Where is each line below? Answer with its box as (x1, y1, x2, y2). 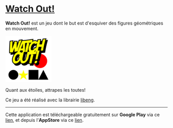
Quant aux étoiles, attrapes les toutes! (5, 87, 86, 93)
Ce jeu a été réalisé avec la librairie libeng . (5, 97, 95, 103)
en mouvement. (5, 25, 39, 31)
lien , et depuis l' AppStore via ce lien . (5, 117, 84, 123)
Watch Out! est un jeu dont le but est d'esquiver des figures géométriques (5, 20, 164, 26)
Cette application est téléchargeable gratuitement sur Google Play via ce (5, 111, 160, 118)
